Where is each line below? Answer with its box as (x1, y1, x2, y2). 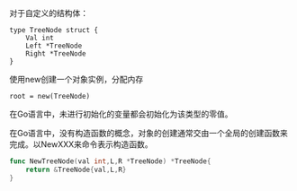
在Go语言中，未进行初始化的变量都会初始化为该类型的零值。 (9, 109, 233, 119)
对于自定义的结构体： (9, 8, 88, 18)
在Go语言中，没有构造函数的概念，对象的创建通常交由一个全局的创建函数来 (9, 128, 288, 138)
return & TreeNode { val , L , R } (25, 165, 127, 174)
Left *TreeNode (25, 41, 83, 50)
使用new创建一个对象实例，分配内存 (9, 74, 144, 84)
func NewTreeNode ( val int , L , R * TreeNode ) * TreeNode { (9, 157, 211, 166)
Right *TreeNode (25, 49, 87, 58)
